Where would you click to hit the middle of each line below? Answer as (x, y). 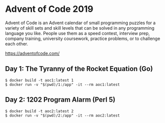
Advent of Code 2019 (49, 9)
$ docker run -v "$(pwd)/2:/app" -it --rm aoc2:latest (63, 115)
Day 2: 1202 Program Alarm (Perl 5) (60, 100)
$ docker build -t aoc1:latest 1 (39, 80)
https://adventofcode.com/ (33, 53)
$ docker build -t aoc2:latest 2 (39, 111)
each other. (17, 43)
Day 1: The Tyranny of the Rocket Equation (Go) (79, 69)
